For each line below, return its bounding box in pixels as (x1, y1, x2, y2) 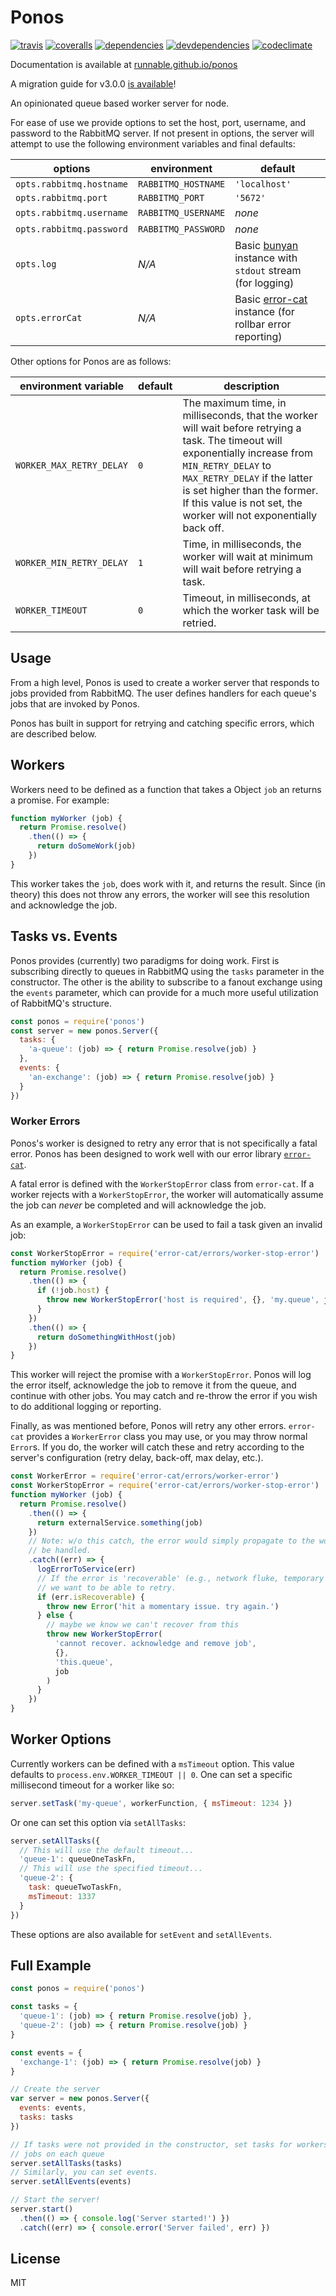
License (10, 2251, 61, 2268)
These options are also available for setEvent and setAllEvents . (10, 1928, 273, 1940)
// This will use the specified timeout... (19, 1864, 203, 1874)
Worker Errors (10, 1114, 81, 1128)
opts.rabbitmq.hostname (15, 178, 129, 190)
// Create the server (10, 2084, 101, 2095)
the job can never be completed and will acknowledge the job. (10, 1199, 267, 1211)
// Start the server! (10, 2195, 101, 2205)
